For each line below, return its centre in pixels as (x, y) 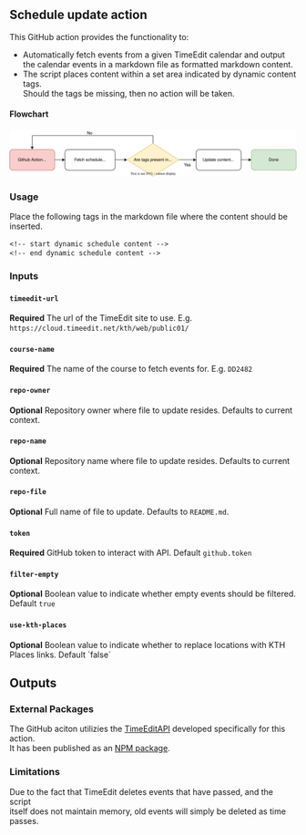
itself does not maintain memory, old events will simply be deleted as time (148, 811)
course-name (32, 349)
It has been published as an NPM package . (90, 748)
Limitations (35, 772)
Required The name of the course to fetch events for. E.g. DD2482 (131, 369)
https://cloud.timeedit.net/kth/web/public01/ (99, 329)
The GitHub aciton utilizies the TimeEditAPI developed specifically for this (148, 729)
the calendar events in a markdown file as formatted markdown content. (158, 64)
